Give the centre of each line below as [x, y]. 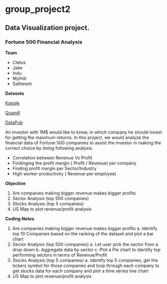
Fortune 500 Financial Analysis [44, 42]
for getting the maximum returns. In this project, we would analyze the [77, 137]
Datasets [15, 93]
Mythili [19, 78]
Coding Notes [20, 218]
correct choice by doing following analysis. [49, 148]
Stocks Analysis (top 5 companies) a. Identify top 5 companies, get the [85, 260]
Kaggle [12, 103]
